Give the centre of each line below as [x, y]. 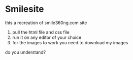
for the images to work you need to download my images [70, 42]
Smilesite [25, 9]
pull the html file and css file [41, 32]
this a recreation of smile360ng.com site [46, 23]
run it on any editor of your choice [47, 37]
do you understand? [25, 52]
